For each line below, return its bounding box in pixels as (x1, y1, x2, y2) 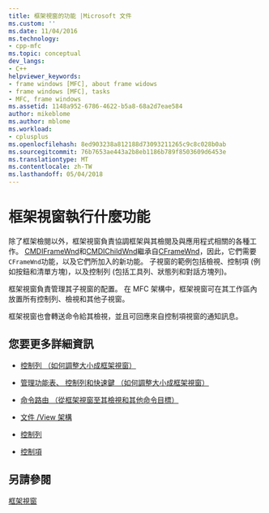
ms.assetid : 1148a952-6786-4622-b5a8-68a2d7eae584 (8, 102, 183, 110)
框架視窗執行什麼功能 (8, 208, 152, 226)
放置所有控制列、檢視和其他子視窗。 (8, 294, 130, 304)
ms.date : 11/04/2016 (8, 27, 79, 35)
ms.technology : (8, 34, 60, 43)
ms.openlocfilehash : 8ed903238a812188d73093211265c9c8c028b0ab (8, 140, 227, 149)
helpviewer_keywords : (8, 72, 82, 80)
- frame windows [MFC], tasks (8, 87, 111, 96)
